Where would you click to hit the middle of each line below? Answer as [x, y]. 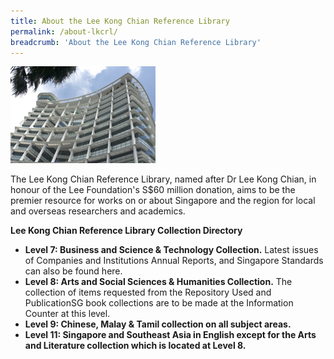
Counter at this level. [67, 314]
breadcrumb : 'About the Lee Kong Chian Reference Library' [136, 42]
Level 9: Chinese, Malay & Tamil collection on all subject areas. [158, 324]
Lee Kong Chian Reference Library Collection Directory [126, 231]
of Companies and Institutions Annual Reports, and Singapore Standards [174, 261]
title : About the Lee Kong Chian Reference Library [120, 21]
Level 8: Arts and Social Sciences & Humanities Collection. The [158, 282]
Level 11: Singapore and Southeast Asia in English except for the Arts [170, 335]
